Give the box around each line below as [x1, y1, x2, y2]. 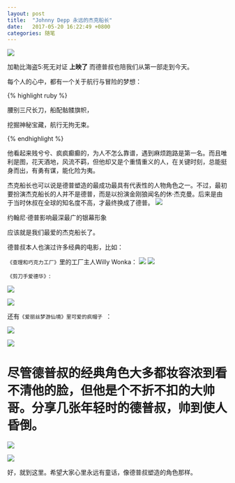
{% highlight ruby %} [7, 91, 68, 100]
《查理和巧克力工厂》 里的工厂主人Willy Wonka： [7, 258, 138, 266]
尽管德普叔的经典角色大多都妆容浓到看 [7, 365, 228, 381]
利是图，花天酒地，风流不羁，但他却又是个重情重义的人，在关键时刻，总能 [7, 158, 221, 166]
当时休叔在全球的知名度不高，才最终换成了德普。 [13, 199, 154, 207]
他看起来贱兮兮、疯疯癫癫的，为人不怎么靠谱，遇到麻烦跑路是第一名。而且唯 [7, 149, 227, 158]
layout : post [7, 10, 45, 17]
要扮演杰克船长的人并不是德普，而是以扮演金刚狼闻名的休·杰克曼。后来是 [7, 190, 218, 199]
